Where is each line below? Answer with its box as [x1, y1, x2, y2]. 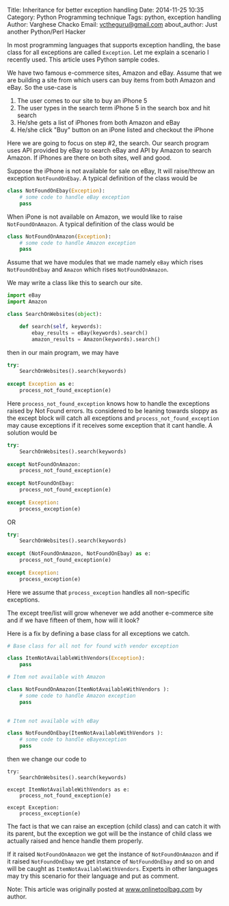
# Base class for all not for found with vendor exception [7, 642, 179, 650]
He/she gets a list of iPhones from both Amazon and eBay [16, 119, 180, 126]
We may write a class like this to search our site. [7, 279, 143, 287]
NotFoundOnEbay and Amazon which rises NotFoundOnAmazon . [7, 265, 169, 273]
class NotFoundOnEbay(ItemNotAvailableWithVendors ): [7, 730, 164, 737]
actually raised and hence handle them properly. [7, 837, 144, 845]
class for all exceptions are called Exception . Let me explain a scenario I [7, 48, 209, 56]
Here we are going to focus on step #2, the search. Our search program [7, 139, 209, 147]
